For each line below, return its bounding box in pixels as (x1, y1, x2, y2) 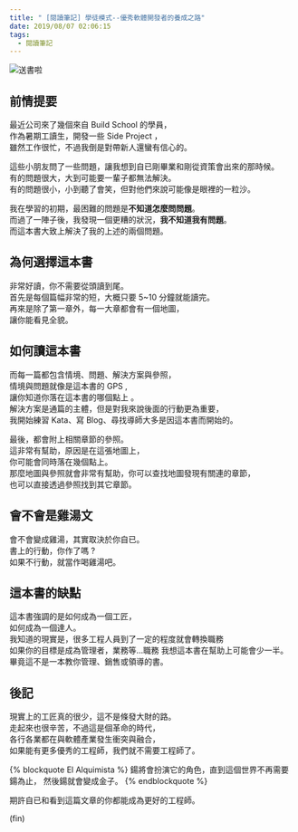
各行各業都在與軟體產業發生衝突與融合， (9, 734, 160, 745)
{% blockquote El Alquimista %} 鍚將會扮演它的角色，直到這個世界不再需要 (9, 764, 290, 775)
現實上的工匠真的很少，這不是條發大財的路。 (9, 712, 177, 722)
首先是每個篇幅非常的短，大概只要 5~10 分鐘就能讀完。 (9, 292, 215, 302)
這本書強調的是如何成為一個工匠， (9, 611, 137, 622)
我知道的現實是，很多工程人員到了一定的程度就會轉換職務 (9, 634, 224, 645)
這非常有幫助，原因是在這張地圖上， (9, 445, 145, 455)
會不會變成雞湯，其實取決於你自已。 (9, 533, 145, 544)
